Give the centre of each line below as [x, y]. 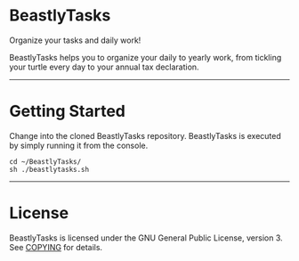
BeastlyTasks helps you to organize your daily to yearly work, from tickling [145, 57]
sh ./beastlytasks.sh [49, 169]
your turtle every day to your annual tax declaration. [104, 67]
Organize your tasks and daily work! [75, 40]
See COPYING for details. [56, 247]
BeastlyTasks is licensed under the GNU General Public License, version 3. [146, 238]
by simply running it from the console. [79, 145]
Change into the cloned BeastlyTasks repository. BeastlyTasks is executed [145, 135]
